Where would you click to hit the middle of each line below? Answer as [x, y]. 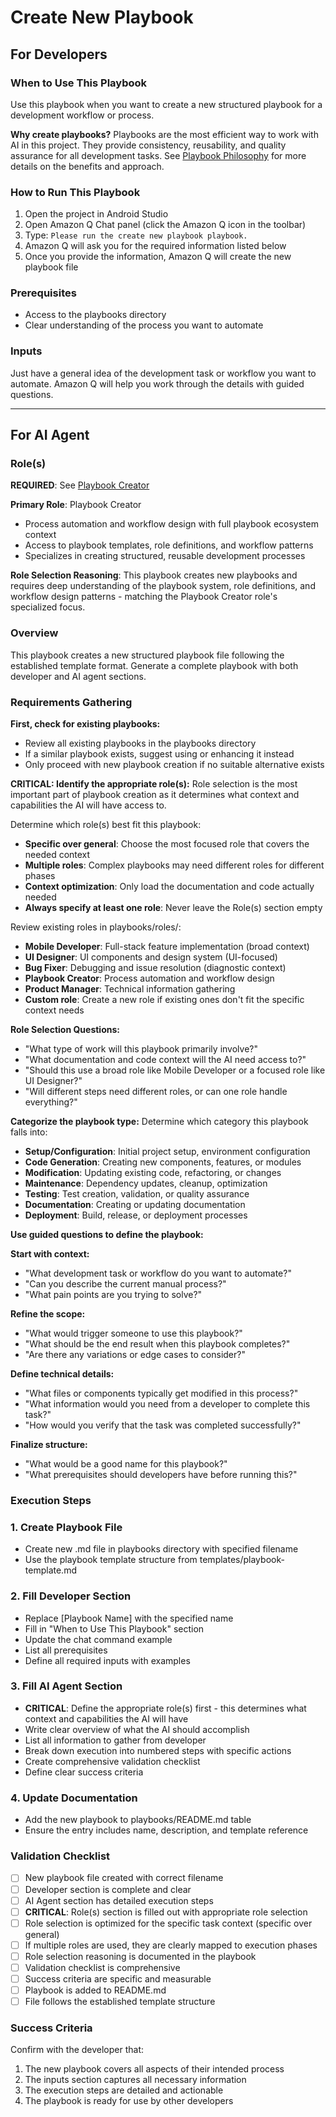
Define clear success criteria [84, 1772]
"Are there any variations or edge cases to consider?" [135, 1355]
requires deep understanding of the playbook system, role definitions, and [163, 586]
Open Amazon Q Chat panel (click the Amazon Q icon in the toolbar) [165, 225]
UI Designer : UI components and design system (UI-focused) [151, 957]
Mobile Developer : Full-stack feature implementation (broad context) [167, 947]
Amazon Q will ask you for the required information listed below [155, 246]
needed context [57, 855]
